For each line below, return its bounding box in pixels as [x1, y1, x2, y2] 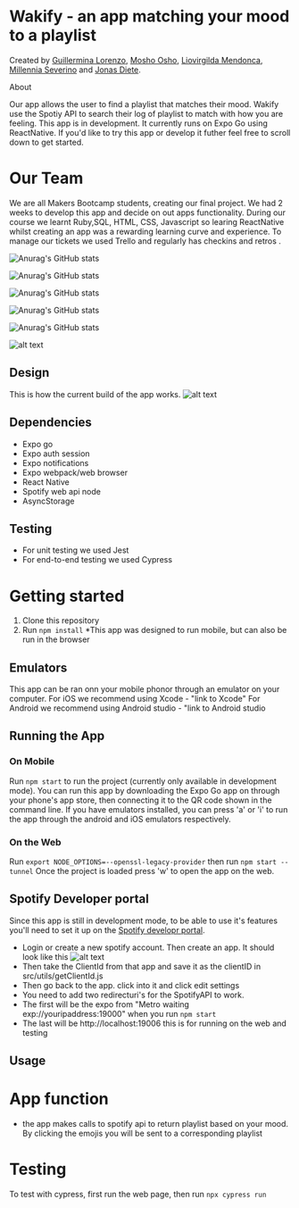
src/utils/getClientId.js [21, 971, 104, 981]
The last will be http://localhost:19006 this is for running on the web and [21, 1018, 287, 1029]
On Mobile [9, 755, 55, 768]
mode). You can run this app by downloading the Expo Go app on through [9, 785, 280, 796]
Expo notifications [21, 457, 89, 468]
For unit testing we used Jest [21, 545, 129, 555]
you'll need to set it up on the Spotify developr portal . [9, 924, 205, 935]
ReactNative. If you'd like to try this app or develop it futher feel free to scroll [9, 127, 291, 137]
